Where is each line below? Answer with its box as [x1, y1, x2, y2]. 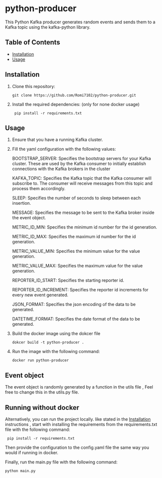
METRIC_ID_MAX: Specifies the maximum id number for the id [12, 234, 136, 240]
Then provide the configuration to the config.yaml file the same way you [5, 444, 149, 450]
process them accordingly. [12, 186, 65, 192]
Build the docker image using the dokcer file [12, 331, 101, 336]
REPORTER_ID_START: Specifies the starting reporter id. [12, 278, 125, 283]
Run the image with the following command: [12, 349, 100, 354]
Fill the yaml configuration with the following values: [12, 146, 116, 152]
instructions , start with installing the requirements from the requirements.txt [5, 422, 158, 427]
